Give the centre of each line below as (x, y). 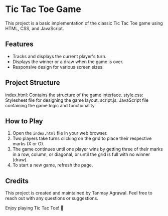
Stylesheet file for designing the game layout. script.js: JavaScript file (77, 100)
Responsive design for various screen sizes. (58, 67)
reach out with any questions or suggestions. (52, 198)
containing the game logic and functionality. (51, 105)
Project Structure (33, 83)
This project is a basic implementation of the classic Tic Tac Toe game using (84, 23)
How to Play (24, 121)
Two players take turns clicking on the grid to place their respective (82, 138)
